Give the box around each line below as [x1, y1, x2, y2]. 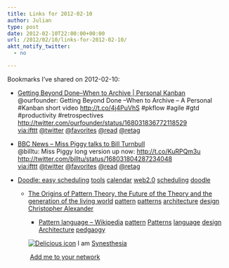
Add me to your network [30, 253, 100, 261]
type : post [7, 23, 39, 30]
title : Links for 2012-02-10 [7, 10, 93, 18]
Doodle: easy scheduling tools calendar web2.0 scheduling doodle [17, 175, 211, 184]
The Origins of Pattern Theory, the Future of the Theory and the [27, 189, 213, 198]
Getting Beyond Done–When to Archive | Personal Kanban [17, 89, 186, 97]
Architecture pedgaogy [38, 225, 105, 234]
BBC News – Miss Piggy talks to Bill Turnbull [17, 139, 145, 148]
